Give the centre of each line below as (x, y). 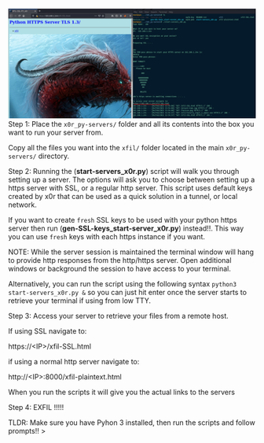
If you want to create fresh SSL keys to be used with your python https (123, 220)
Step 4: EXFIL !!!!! (36, 408)
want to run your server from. (56, 133)
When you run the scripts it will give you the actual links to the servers (122, 392)
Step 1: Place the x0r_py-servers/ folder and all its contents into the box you (131, 124)
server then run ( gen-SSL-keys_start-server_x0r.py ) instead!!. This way (126, 228)
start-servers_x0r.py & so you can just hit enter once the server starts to (128, 293)
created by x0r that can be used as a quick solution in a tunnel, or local (123, 197)
